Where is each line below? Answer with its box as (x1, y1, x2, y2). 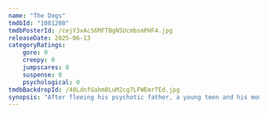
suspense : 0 (22, 71, 62, 79)
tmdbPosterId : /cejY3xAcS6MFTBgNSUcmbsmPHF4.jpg (8, 26, 173, 34)
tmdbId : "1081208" (8, 19, 69, 27)
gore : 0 (22, 49, 48, 56)
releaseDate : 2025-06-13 (8, 33, 91, 42)
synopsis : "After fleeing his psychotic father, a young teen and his (8, 93, 248, 101)
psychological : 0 (22, 78, 81, 86)
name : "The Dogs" (8, 11, 66, 20)
